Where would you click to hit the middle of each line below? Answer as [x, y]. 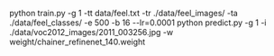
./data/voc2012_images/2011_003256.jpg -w [91, 32]
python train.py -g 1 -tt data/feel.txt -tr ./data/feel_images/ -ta [124, 13]
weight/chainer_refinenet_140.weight [78, 42]
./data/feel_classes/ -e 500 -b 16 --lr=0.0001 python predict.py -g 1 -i [138, 23]
